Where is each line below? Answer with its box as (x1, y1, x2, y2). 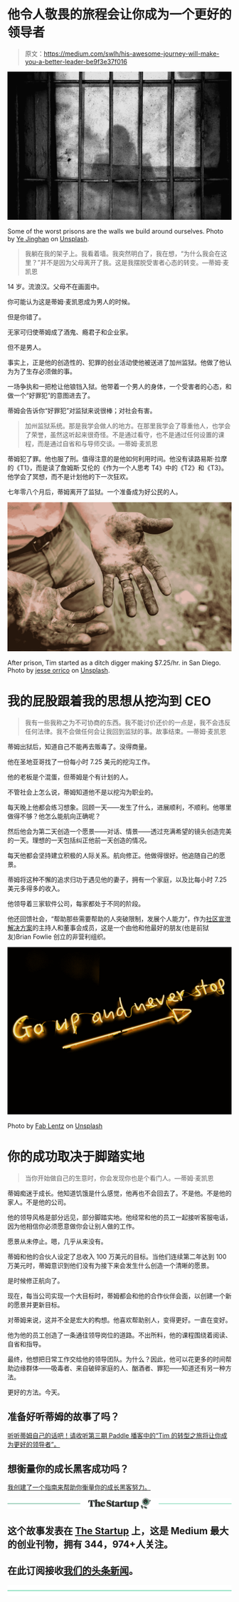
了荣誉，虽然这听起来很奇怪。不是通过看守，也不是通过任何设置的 (24, 430, 218, 439)
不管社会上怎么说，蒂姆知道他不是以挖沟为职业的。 (7, 787, 157, 796)
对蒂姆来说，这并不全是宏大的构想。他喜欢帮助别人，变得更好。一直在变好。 (7, 1315, 232, 1324)
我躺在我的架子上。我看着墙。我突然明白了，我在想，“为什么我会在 (24, 249, 221, 258)
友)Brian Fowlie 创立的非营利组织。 (7, 932, 110, 941)
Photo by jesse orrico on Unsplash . (7, 665, 110, 675)
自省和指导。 (7, 1339, 45, 1348)
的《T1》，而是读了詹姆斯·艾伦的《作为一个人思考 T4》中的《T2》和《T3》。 (7, 463, 228, 472)
